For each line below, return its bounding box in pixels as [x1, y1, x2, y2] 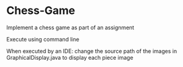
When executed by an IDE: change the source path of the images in [6, 47, 177, 55]
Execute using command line [6, 35, 80, 43]
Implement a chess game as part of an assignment [6, 24, 134, 31]
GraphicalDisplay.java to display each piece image [6, 54, 134, 61]
